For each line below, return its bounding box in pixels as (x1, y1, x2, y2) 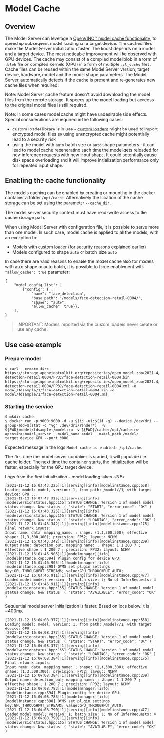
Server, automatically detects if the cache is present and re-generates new (5, 77, 156, 83)
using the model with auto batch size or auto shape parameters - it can (12, 142, 155, 147)
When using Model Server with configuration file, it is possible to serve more (5, 224, 159, 230)
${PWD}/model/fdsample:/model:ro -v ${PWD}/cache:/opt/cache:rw (5, 427, 139, 432)
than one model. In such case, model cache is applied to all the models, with (5, 229, 159, 235)
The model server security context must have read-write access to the (5, 209, 147, 215)
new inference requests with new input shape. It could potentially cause (12, 152, 157, 158)
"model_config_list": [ (14, 282, 62, 287)
